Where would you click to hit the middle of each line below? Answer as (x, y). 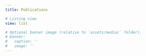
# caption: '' (22, 42)
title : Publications (27, 10)
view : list (16, 23)
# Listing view (21, 19)
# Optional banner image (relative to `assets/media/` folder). (73, 32)
